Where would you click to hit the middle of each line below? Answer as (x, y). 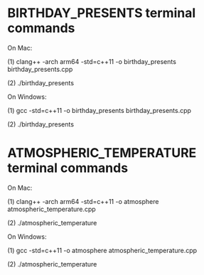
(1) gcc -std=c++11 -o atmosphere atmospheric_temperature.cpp (102, 250)
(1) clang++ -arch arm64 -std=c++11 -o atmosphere (83, 201)
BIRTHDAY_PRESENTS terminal (102, 13)
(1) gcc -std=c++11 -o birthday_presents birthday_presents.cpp (100, 110)
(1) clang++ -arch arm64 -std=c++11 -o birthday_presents (92, 61)
